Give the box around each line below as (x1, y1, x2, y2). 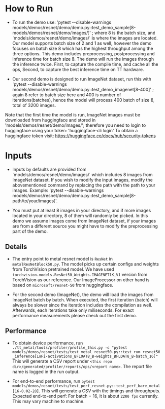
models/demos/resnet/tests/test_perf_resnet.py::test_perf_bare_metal (12, 383, 161, 388)
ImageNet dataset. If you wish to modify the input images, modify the (12, 177, 153, 183)
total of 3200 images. (12, 102, 56, 108)
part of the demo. (12, 228, 48, 234)
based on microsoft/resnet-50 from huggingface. (12, 282, 113, 288)
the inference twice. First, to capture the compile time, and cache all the (12, 61, 159, 67)
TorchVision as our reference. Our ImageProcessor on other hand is (12, 277, 150, 283)
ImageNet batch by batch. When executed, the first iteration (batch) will (12, 297, 158, 302)
